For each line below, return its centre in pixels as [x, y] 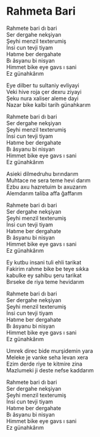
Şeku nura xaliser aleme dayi [42, 98]
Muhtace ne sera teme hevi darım [48, 180]
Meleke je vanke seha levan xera [47, 357]
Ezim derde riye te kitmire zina [44, 364]
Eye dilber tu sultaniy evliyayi [43, 85]
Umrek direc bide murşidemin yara [50, 351]
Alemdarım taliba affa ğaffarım [44, 193]
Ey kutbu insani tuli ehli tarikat [44, 262]
